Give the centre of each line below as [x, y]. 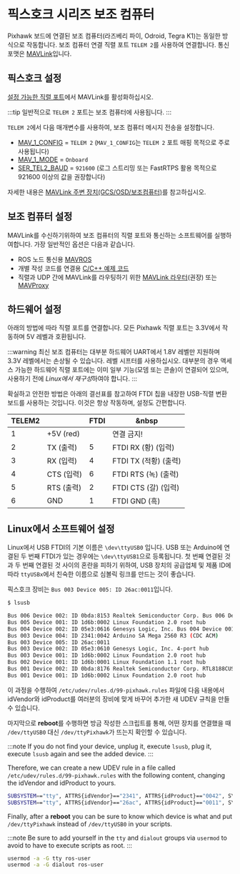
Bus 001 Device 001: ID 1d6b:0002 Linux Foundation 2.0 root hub [106, 675]
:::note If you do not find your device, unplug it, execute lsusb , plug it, [110, 746]
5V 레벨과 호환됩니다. [56, 337]
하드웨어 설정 [35, 309]
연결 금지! [127, 434]
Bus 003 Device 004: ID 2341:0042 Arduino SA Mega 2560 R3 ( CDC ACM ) [113, 636]
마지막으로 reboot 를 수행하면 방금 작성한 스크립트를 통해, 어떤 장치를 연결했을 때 [119, 723]
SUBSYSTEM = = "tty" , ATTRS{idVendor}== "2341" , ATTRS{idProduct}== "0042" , [116, 796]
